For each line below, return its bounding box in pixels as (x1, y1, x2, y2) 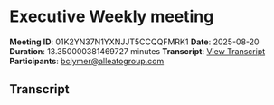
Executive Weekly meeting (9, 6, 214, 27)
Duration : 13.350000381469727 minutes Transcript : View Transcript (9, 45, 266, 56)
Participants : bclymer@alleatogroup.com (9, 55, 165, 66)
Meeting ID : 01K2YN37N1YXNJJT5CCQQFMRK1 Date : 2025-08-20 (9, 36, 260, 47)
